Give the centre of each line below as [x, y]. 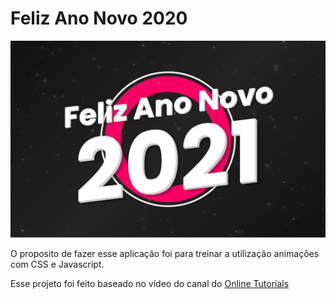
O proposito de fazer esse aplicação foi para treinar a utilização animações [165, 253]
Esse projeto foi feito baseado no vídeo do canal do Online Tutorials [150, 283]
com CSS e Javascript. [57, 264]
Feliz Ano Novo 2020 [99, 18]
